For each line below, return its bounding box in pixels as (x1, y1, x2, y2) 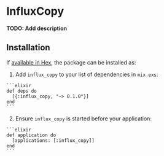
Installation (6, 42, 50, 53)
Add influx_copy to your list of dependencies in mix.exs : (15, 71, 158, 78)
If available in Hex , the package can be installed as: (6, 58, 136, 66)
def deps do (6, 88, 37, 94)
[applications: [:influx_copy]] (12, 137, 95, 144)
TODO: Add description (6, 25, 68, 32)
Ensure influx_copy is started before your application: (15, 115, 152, 122)
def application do (6, 132, 57, 138)
